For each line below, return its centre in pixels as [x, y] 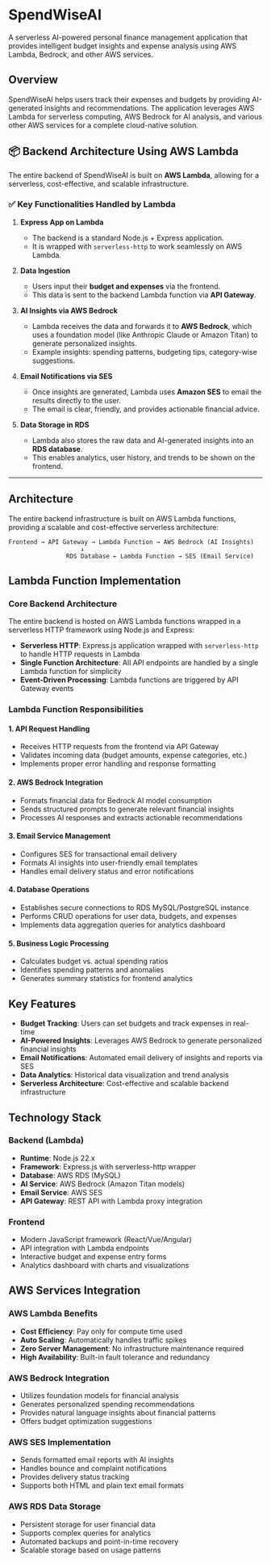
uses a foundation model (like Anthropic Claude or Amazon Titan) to [145, 335]
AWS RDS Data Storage [54, 1506]
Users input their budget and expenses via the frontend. [126, 286]
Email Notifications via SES [66, 376]
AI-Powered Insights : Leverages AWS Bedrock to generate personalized [141, 1041]
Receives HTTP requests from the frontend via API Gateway [119, 747]
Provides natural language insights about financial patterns [118, 1413]
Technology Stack [55, 1117]
